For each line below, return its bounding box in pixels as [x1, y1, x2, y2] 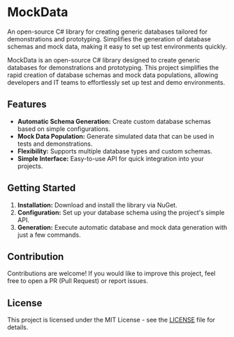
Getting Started [7, 182, 76, 194]
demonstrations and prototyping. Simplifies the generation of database [7, 34, 212, 43]
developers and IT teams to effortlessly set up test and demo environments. [7, 78, 226, 86]
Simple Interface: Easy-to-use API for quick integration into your [17, 154, 204, 163]
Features [7, 99, 47, 111]
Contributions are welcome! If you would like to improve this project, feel [7, 269, 216, 277]
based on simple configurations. [17, 124, 110, 133]
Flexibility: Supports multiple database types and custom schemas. [17, 146, 213, 155]
